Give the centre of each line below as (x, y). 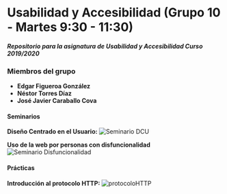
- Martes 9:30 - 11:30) (70, 27)
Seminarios (24, 116)
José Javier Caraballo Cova (57, 101)
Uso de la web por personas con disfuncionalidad (79, 145)
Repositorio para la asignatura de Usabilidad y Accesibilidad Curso (105, 46)
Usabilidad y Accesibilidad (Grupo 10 (114, 13)
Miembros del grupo (41, 71)
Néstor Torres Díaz (44, 93)
